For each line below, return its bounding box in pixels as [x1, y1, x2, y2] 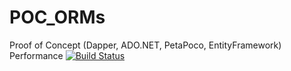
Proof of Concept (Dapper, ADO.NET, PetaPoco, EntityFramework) [9, 39, 282, 51]
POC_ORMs [9, 6, 106, 29]
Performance [9, 49, 64, 61]
